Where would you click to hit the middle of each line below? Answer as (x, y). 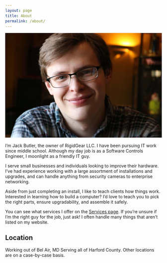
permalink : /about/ (25, 21)
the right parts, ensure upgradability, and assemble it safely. (67, 202)
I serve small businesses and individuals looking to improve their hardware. (82, 166)
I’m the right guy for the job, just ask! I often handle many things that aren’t (82, 217)
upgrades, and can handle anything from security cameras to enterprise (79, 176)
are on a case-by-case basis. (35, 255)
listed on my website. (27, 222)
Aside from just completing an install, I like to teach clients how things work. (83, 191)
